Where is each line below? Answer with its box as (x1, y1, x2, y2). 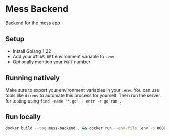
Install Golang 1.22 (12, 48, 52, 54)
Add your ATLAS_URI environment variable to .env (12, 53, 115, 59)
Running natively (5, 74, 60, 82)
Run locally (5, 112, 41, 121)
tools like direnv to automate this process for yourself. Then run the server (5, 92, 160, 98)
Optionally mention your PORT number (12, 59, 91, 65)
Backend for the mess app (5, 20, 60, 26)
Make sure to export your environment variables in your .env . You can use (5, 87, 159, 93)
